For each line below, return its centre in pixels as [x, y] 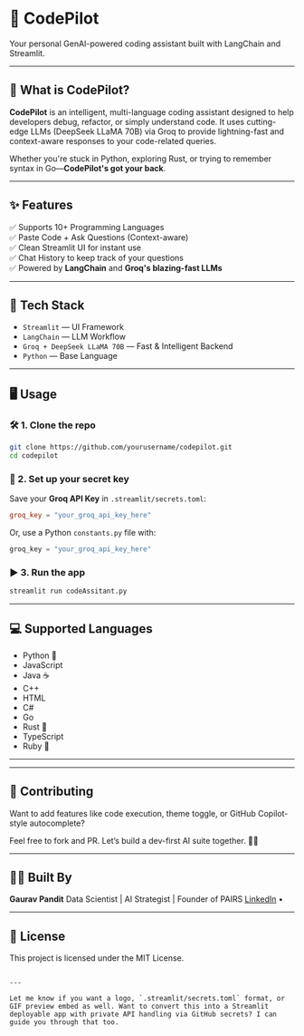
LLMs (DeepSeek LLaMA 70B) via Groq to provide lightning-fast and [157, 131]
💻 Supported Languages [81, 629]
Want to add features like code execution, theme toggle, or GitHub [133, 813]
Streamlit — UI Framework [73, 327]
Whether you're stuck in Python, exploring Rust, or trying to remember [141, 159]
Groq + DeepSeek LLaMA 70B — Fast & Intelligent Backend [128, 346]
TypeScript [43, 736]
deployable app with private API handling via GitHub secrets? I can [143, 1014]
